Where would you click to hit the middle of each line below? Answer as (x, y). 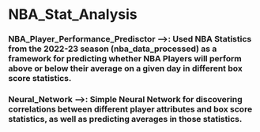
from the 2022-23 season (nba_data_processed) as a (113, 49)
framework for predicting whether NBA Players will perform (125, 59)
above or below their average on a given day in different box (125, 68)
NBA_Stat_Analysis (73, 15)
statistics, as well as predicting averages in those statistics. (125, 119)
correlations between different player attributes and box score (130, 109)
